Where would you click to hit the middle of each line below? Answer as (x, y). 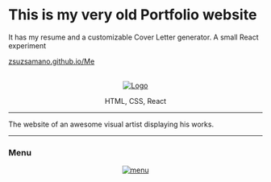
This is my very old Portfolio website (133, 15)
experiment (27, 45)
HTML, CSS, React (135, 101)
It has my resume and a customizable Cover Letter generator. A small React (133, 37)
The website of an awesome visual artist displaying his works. (111, 124)
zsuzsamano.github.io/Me (52, 61)
